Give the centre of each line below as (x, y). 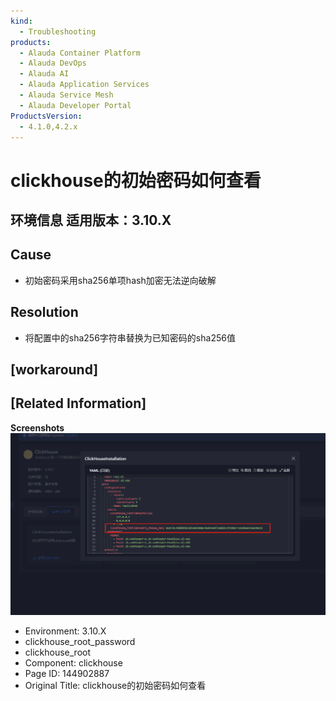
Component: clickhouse (73, 662)
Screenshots (37, 427)
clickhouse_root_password (80, 641)
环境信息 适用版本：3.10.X (91, 220)
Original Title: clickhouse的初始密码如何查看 (115, 685)
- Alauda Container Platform (80, 53)
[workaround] (54, 369)
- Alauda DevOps (53, 63)
